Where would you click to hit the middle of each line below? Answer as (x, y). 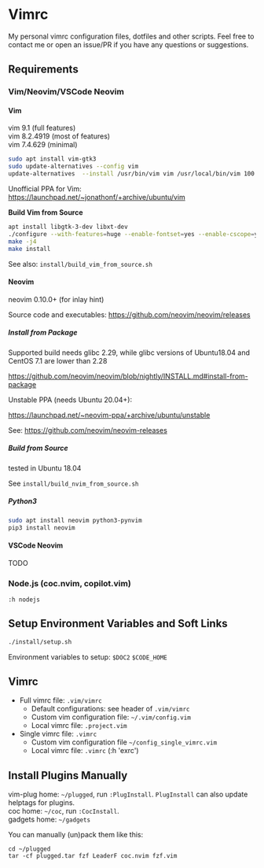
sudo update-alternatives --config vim (73, 167)
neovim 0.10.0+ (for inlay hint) (56, 299)
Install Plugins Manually (68, 776)
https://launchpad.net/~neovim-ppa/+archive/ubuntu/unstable (109, 415)
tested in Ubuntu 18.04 (45, 468)
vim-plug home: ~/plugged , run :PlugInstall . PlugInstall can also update (128, 794)
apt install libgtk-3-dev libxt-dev (68, 227)
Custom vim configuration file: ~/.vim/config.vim (111, 717)
